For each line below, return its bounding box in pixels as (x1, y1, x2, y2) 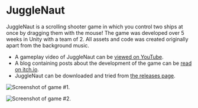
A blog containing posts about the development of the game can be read (14, 60, 192, 67)
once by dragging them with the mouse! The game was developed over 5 (6, 29, 184, 36)
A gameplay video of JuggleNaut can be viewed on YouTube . (14, 53, 164, 60)
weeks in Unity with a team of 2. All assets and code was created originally (6, 35, 189, 42)
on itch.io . (14, 66, 40, 73)
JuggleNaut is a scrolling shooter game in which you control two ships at (6, 23, 183, 30)
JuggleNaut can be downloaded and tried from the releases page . (14, 72, 176, 79)
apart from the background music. (6, 42, 90, 49)
